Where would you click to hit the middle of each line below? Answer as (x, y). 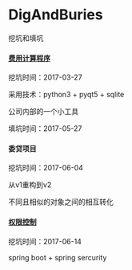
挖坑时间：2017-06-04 (46, 168)
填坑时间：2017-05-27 (45, 129)
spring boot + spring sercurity (58, 257)
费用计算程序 (29, 58)
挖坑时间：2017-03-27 (45, 77)
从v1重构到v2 (30, 185)
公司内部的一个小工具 (43, 112)
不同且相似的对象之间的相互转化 (61, 202)
